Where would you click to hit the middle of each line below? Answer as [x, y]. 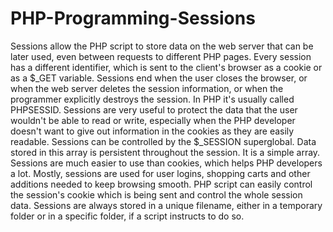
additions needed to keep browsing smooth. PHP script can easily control [161, 184]
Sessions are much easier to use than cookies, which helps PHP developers [166, 163]
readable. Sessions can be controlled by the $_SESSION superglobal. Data [163, 141]
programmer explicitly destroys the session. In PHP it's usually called [152, 99]
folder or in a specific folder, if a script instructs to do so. [127, 216]
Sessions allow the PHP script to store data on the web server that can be [162, 46]
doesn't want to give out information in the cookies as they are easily [152, 131]
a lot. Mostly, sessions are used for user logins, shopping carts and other [160, 173]
